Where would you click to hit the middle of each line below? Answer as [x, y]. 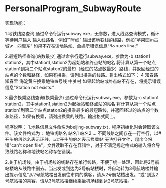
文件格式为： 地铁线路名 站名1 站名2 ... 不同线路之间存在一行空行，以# [89, 133]
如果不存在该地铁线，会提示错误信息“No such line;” [86, 46]
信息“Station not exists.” [29, 87]
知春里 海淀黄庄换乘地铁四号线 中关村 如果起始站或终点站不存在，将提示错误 [83, 81]
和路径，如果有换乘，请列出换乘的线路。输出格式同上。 [61, 116]
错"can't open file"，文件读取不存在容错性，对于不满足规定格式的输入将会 [81, 145]
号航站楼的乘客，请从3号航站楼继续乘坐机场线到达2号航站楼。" [70, 181]
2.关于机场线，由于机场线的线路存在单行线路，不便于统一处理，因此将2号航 [82, 162]
